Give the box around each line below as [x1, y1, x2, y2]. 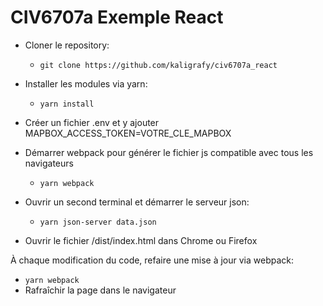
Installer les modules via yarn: [24, 77, 148, 90]
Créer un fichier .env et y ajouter [24, 116, 160, 128]
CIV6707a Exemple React [10, 6, 224, 29]
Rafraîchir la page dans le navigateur [24, 284, 177, 296]
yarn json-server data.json [39, 217, 157, 227]
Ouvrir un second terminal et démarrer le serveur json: [24, 196, 250, 208]
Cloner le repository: [24, 39, 110, 51]
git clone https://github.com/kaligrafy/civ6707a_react [39, 60, 278, 70]
